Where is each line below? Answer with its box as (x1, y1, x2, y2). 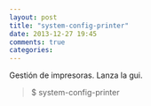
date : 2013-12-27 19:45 (9, 29, 98, 38)
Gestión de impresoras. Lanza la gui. (9, 70, 144, 80)
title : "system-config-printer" (9, 21, 129, 30)
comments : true (9, 37, 66, 47)
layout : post (9, 12, 58, 22)
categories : (9, 46, 53, 55)
